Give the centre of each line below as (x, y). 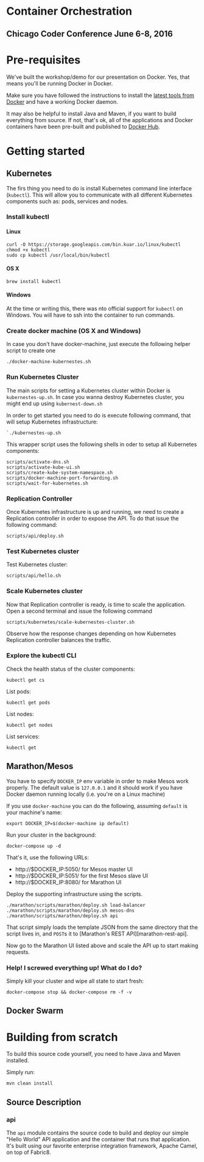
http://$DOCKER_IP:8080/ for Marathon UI (68, 882)
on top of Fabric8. (29, 1152)
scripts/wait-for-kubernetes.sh (47, 483)
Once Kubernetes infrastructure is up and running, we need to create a (95, 511)
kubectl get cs (26, 680)
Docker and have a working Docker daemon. (62, 101)
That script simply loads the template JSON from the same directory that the (102, 927)
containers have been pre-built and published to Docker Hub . (83, 126)
